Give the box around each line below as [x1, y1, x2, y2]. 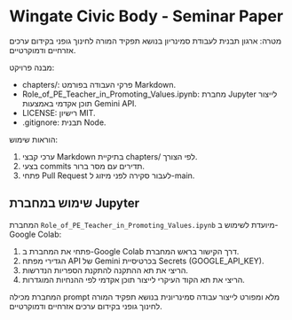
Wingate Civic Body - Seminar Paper [9, 6, 284, 27]
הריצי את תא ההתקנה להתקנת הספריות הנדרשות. [21, 264, 189, 276]
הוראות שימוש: [9, 134, 59, 144]
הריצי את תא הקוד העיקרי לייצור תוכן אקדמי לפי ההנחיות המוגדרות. [21, 274, 246, 285]
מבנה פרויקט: [9, 62, 55, 73]
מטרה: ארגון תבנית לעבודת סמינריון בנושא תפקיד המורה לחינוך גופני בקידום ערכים [9, 35, 282, 46]
